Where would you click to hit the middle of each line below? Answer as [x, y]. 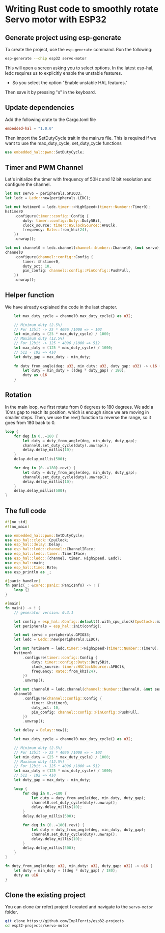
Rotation [18, 395]
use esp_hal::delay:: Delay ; [34, 544]
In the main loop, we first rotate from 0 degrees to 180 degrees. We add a [79, 407]
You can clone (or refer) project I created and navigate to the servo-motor [79, 907]
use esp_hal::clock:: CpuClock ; [37, 540]
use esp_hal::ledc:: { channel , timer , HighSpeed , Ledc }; [63, 558]
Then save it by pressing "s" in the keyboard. [51, 92]
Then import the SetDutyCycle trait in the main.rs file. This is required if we [81, 138]
